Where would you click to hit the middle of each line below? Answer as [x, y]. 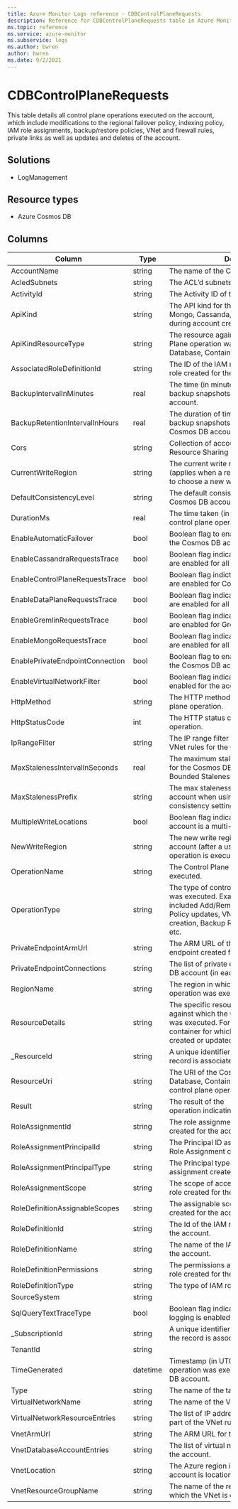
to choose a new [197, 482]
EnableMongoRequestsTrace [59, 640]
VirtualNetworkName [46, 1402]
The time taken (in [199, 514]
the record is [190, 1338]
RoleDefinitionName [44, 1250]
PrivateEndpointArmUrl [49, 948]
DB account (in [194, 973]
